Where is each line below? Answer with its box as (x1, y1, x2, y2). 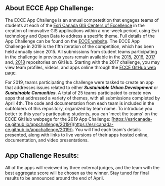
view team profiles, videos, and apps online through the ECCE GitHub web (5, 64, 157, 70)
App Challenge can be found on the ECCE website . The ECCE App (5, 38, 140, 44)
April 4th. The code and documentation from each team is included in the (5, 100, 155, 106)
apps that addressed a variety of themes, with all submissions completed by (5, 95, 160, 101)
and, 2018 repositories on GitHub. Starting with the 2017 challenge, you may (5, 59, 160, 65)
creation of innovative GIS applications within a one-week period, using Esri (5, 27, 159, 34)
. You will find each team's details (72, 126, 141, 133)
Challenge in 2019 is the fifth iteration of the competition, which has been (5, 43, 154, 49)
